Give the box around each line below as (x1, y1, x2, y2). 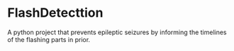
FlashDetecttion (7, 5, 104, 21)
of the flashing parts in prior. (7, 35, 91, 43)
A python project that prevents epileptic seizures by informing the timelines (7, 28, 227, 36)
